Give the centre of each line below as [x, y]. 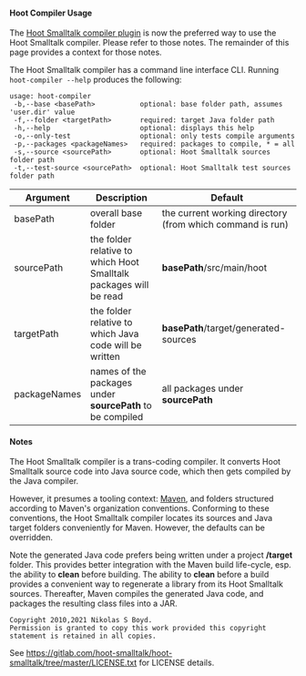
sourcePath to [121, 405]
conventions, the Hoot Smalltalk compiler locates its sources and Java [141, 518]
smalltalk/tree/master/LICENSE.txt [73, 663]
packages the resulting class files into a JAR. [93, 604]
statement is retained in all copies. [83, 636]
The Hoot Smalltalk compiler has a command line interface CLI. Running [144, 70]
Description [121, 198]
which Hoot [114, 262]
